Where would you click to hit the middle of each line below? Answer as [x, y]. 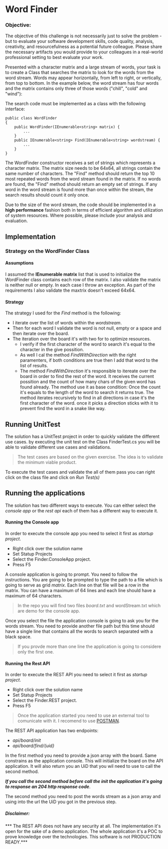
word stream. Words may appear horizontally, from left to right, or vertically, [83, 78]
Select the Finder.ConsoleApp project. [52, 559]
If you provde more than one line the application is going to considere [89, 646]
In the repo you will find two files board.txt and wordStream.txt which [89, 606]
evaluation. [17, 221]
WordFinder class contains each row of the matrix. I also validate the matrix [83, 280]
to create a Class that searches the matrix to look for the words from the [80, 73]
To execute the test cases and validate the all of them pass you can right [80, 472]
